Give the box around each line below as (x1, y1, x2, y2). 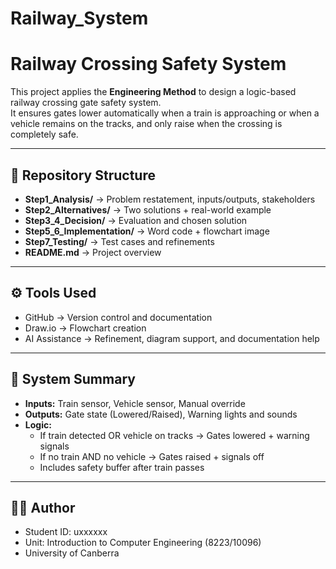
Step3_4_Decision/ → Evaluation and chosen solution (24, 214, 248, 226)
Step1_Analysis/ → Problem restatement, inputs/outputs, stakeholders (24, 193, 316, 205)
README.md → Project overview (24, 246, 162, 258)
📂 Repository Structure (10, 167, 156, 184)
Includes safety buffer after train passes (39, 461, 205, 473)
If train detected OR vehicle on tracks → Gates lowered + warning (39, 429, 310, 441)
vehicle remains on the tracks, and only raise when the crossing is (10, 118, 283, 130)
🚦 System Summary (10, 371, 136, 388)
